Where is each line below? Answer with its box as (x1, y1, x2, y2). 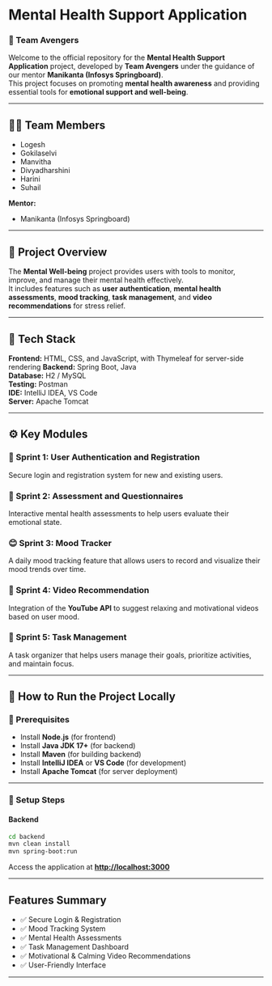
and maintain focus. (8, 658, 74, 668)
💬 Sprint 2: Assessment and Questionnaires (8, 490, 184, 501)
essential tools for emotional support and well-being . (8, 87, 189, 97)
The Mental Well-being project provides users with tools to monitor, (8, 267, 236, 277)
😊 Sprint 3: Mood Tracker (8, 537, 112, 548)
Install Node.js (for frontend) (19, 732, 117, 742)
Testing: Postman (8, 379, 69, 389)
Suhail (19, 183, 41, 193)
